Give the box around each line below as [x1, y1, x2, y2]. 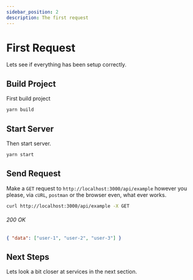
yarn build [6, 107, 34, 113]
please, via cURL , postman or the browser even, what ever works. [6, 191, 167, 198]
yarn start [6, 151, 34, 157]
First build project [6, 95, 51, 102]
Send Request [6, 168, 61, 179]
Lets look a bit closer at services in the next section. [6, 268, 137, 275]
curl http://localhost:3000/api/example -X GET [6, 203, 130, 209]
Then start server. [6, 140, 51, 147]
